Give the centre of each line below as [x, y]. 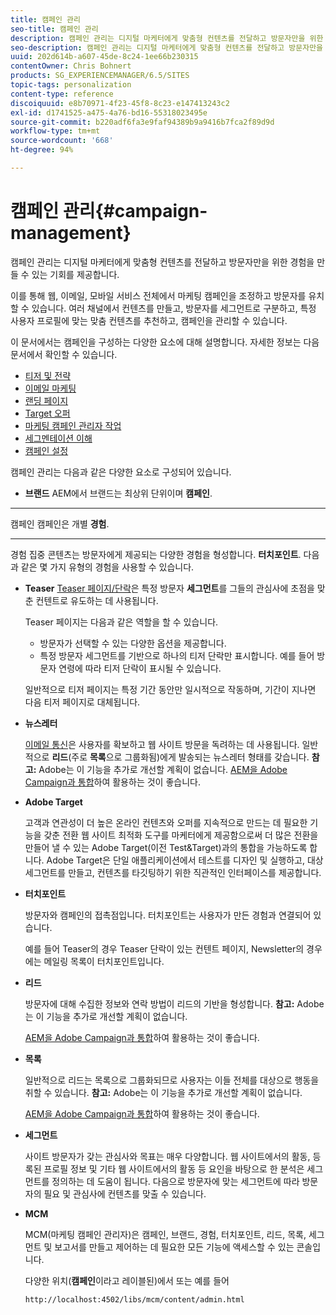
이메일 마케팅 [50, 388]
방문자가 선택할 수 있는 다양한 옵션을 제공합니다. [133, 643]
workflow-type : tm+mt [55, 131]
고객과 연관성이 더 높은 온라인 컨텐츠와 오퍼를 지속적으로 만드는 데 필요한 [166, 822]
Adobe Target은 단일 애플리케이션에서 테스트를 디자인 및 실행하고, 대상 [185, 860]
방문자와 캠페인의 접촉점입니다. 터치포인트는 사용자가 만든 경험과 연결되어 [168, 915]
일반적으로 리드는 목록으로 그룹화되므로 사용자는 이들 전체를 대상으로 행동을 [172, 1080]
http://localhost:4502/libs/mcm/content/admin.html [134, 1299]
